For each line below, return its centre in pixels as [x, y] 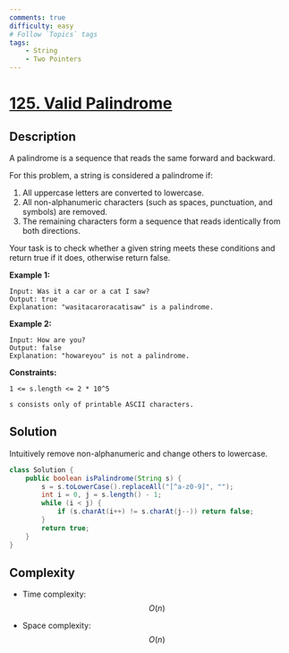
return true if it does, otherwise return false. [90, 258]
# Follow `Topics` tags [54, 34]
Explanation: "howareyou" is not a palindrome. [100, 356]
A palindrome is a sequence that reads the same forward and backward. [142, 158]
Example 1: [30, 275]
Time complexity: [54, 594]
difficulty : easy [42, 26]
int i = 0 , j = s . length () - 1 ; [102, 495]
